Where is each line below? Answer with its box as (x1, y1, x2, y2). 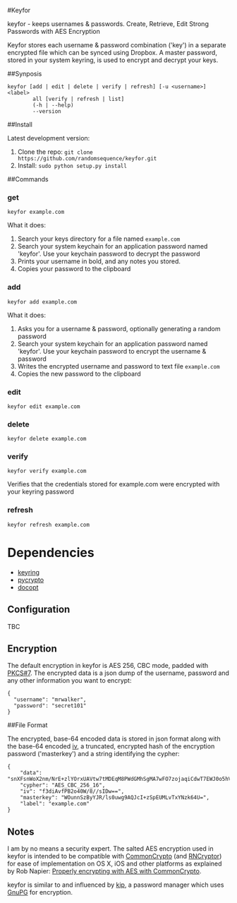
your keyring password (7, 487, 74, 496)
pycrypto (17, 575, 44, 584)
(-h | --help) (32, 102, 74, 109)
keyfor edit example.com (7, 402, 80, 410)
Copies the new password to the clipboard (17, 369, 141, 378)
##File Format (7, 721, 48, 729)
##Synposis (7, 70, 42, 78)
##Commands (7, 175, 49, 183)
